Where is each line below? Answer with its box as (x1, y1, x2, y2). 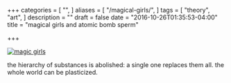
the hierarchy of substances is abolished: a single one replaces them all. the (7, 61, 225, 68)
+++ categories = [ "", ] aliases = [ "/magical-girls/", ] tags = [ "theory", (7, 6, 210, 14)
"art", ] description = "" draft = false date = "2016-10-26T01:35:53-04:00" (7, 13, 219, 21)
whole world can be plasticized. (7, 68, 99, 76)
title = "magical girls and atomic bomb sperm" (7, 21, 139, 28)
